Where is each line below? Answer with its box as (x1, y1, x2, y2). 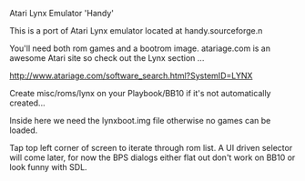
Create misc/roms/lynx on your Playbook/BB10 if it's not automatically (9, 88, 271, 98)
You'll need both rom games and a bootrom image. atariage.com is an (9, 43, 271, 54)
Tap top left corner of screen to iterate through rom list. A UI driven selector (9, 143, 293, 153)
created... (9, 97, 46, 108)
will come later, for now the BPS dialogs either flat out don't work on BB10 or (9, 152, 296, 163)
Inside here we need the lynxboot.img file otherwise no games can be (9, 116, 271, 126)
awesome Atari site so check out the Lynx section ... (9, 53, 205, 63)
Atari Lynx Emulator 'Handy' (9, 8, 115, 18)
